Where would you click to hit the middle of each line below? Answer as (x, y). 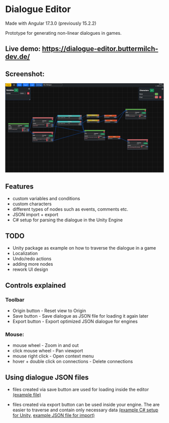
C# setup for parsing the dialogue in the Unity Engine (68, 220)
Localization (25, 254)
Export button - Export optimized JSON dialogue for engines (75, 321)
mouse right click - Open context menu (53, 356)
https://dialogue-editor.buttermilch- (100, 49)
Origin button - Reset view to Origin (49, 311)
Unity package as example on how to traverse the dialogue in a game (84, 248)
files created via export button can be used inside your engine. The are (86, 405)
